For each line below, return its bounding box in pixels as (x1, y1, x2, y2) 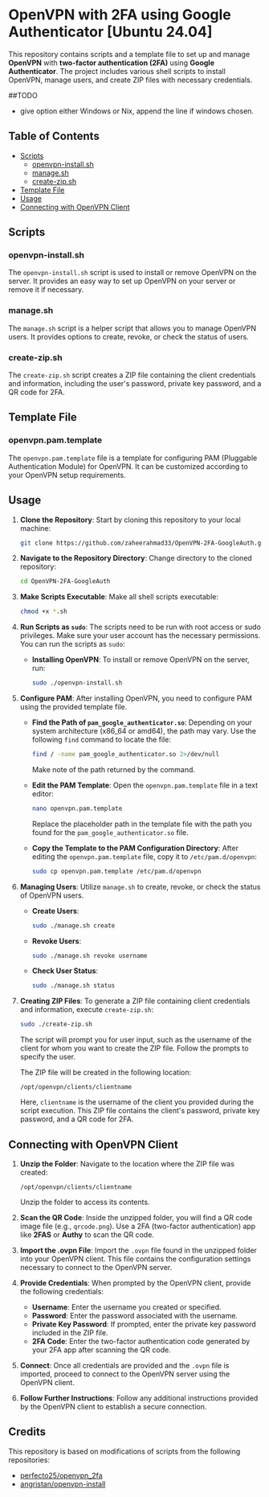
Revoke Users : (31, 936, 82, 946)
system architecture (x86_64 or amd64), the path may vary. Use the (31, 726, 257, 736)
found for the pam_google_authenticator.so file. (31, 827, 189, 837)
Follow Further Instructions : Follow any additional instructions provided (19, 1393, 259, 1403)
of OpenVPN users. (19, 890, 84, 900)
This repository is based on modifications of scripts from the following (8, 1446, 241, 1456)
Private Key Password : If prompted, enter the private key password (31, 1319, 257, 1329)
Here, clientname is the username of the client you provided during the (19, 1097, 255, 1107)
